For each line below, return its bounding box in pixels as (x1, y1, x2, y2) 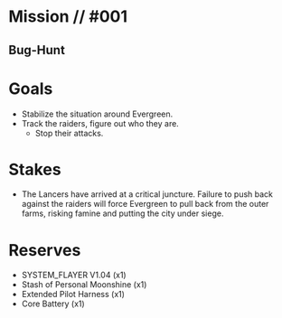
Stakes (8, 159, 61, 180)
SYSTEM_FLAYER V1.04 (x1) (21, 269, 127, 281)
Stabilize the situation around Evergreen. (21, 108, 174, 119)
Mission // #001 (8, 6, 128, 27)
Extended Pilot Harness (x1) (21, 289, 126, 300)
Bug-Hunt (8, 42, 65, 58)
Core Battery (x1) (21, 298, 85, 309)
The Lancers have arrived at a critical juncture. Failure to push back (21, 189, 273, 200)
